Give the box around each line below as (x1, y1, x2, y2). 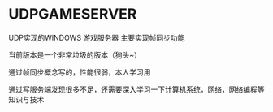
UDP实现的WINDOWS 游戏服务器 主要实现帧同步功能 (8, 32, 185, 42)
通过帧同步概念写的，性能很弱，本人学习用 (8, 67, 151, 77)
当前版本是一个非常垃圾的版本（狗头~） (8, 50, 142, 59)
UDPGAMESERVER (8, 5, 137, 24)
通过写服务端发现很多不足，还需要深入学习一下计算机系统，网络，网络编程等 (8, 84, 265, 94)
